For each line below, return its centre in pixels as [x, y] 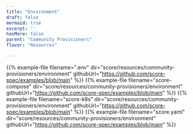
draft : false [22, 17]
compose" [19, 86]
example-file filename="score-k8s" [50, 99]
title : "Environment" [33, 12]
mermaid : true [24, 23]
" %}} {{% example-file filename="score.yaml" [128, 112]
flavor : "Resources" [32, 45]
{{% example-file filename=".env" [48, 67]
